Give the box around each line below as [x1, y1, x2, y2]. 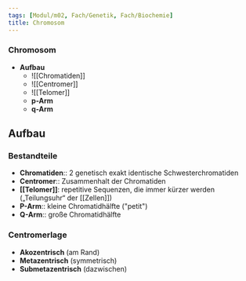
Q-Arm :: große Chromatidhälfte [19, 210, 121, 220]
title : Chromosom [8, 19, 65, 27]
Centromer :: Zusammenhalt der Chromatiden [19, 177, 166, 186]
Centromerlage [8, 229, 67, 240]
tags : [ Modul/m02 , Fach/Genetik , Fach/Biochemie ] [8, 11, 174, 20]
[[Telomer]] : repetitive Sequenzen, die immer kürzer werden [19, 185, 215, 195]
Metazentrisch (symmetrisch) [19, 256, 118, 265]
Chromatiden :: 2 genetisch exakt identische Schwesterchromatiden [19, 168, 239, 177]
